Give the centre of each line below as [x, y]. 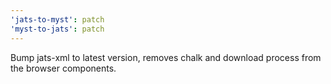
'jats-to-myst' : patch [57, 19]
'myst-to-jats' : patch [57, 29]
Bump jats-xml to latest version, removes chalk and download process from [166, 57]
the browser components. [63, 68]
